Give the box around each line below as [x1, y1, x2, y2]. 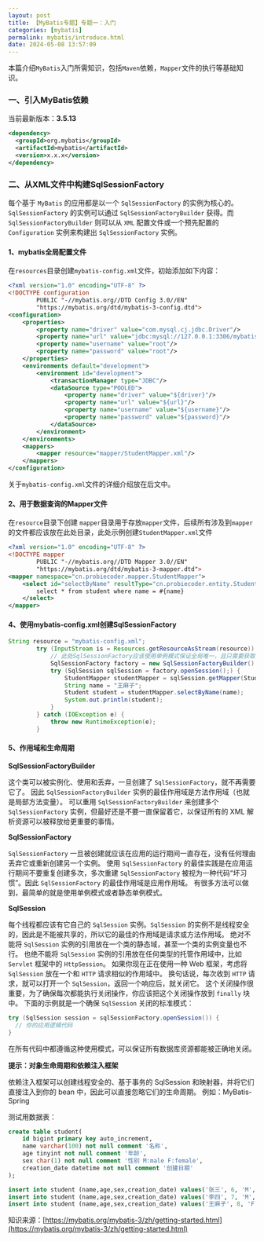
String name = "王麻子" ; [64, 681, 142, 690]
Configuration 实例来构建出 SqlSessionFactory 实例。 [8, 228, 182, 237]
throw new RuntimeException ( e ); [49, 718, 156, 726]
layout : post [8, 11, 51, 20]
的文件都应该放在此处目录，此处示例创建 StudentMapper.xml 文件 [8, 528, 213, 537]
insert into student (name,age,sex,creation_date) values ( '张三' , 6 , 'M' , [8, 1185, 256, 1194]
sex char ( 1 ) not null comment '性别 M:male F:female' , [22, 1157, 203, 1165]
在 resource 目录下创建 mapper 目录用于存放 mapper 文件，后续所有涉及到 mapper [8, 518, 254, 527]
